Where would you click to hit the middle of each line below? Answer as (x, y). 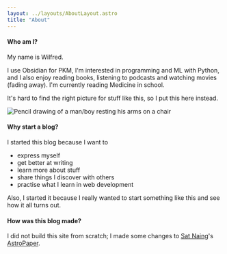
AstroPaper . (24, 243)
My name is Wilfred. (35, 57)
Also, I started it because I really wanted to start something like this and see (113, 198)
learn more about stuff (49, 170)
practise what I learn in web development (75, 184)
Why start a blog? (33, 127)
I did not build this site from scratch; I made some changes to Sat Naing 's (110, 236)
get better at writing (45, 162)
